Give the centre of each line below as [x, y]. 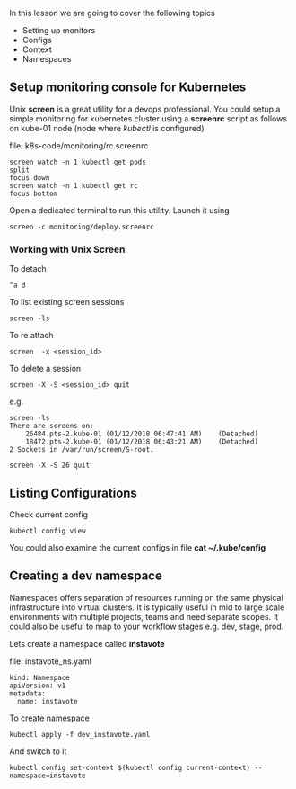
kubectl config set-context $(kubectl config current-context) [130, 767]
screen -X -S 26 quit [50, 466]
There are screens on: [52, 426]
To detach [28, 269]
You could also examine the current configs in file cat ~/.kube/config [138, 547]
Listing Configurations [73, 493]
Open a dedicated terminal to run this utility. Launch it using [120, 210]
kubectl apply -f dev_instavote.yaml [80, 734]
